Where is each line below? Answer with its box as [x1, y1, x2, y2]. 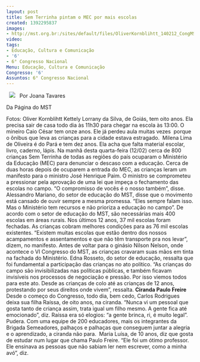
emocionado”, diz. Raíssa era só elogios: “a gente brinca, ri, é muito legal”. [6, 311, 189, 319]
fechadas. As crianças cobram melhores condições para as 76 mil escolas [6, 223, 189, 230]
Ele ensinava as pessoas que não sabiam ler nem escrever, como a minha [6, 343, 187, 350]
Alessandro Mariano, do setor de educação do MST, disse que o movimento [6, 191, 193, 198]
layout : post [6, 8, 39, 15]
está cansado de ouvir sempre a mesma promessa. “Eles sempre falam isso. [6, 198, 193, 205]
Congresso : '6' [6, 70, 44, 76]
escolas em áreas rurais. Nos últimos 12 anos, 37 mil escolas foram [6, 217, 171, 224]
